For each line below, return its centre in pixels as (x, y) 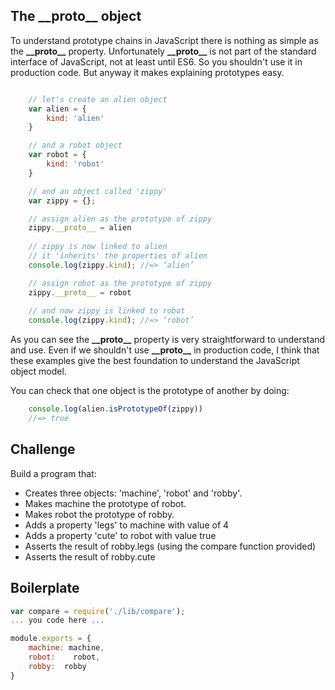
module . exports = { (51, 639)
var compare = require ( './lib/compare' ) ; (98, 611)
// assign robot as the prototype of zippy (120, 283)
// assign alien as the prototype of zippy (120, 219)
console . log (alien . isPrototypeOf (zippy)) (115, 409)
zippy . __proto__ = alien (80, 228)
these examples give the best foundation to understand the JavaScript (155, 361)
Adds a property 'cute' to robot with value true (120, 535)
